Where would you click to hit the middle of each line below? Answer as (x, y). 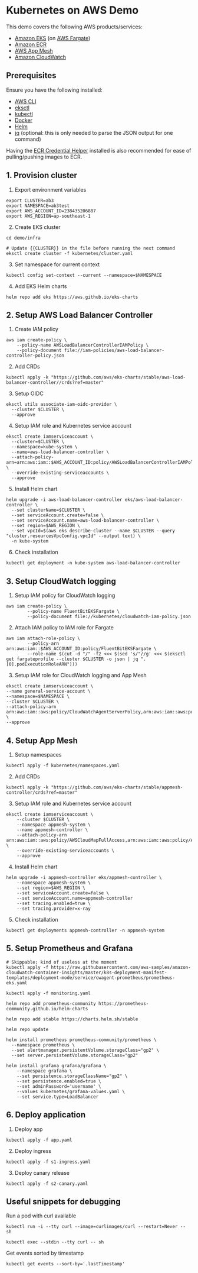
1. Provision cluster (42, 175)
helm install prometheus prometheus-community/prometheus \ (82, 1040)
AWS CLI (25, 101)
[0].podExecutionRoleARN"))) (42, 664)
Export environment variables (50, 189)
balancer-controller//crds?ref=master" (55, 383)
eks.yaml (17, 983)
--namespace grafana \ (44, 1071)
